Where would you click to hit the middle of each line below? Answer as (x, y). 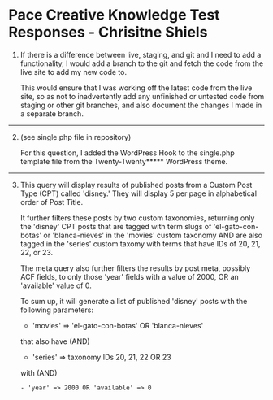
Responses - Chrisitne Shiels (108, 32)
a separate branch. (52, 113)
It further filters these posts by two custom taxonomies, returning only (137, 218)
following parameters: (56, 310)
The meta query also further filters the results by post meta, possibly (135, 268)
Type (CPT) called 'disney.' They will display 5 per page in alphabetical (139, 193)
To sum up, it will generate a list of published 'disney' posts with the (134, 301)
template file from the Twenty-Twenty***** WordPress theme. (124, 161)
